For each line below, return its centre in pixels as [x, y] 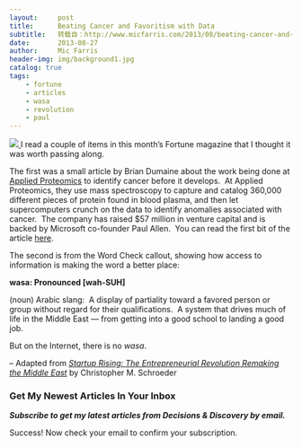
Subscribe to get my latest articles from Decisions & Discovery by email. [147, 416]
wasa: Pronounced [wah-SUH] [67, 283]
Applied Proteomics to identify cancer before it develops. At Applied [136, 181]
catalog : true [36, 68]
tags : [19, 76]
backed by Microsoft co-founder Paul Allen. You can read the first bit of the [150, 229]
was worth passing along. [57, 154]
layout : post [42, 18]
